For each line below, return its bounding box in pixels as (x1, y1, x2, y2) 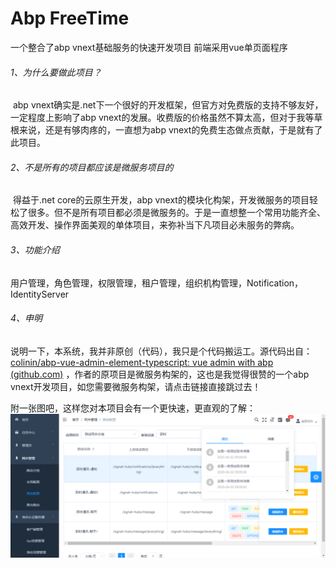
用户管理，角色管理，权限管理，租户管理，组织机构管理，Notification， (10, 277, 304, 289)
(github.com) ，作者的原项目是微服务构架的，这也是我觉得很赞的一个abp (10, 368, 310, 380)
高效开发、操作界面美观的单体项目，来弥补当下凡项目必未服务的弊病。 (10, 219, 300, 231)
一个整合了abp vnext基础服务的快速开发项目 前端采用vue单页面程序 (10, 41, 288, 53)
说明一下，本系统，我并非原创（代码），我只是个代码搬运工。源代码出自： (10, 345, 313, 357)
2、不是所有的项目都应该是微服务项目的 (10, 161, 174, 173)
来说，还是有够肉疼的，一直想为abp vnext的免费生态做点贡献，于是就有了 (18, 124, 323, 136)
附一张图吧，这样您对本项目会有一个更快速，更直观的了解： (10, 402, 256, 414)
